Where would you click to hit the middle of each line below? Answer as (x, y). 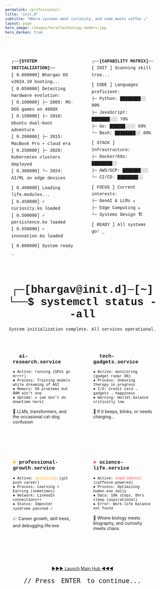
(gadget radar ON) (112, 376)
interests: (105, 194)
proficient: (106, 92)
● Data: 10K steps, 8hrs (119, 495)
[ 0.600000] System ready (42, 246)
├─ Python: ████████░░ (119, 98)
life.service (111, 468)
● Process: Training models (42, 381)
